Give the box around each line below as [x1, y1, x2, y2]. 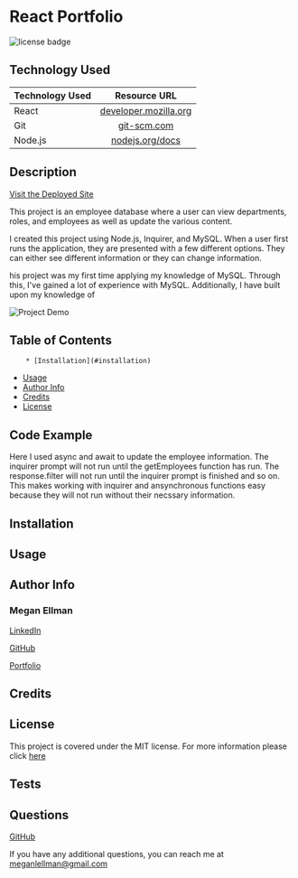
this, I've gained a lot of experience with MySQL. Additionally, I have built [9, 279, 281, 290]
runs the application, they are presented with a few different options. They [9, 242, 285, 254]
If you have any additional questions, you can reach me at [9, 849, 224, 860]
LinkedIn [9, 625, 42, 636]
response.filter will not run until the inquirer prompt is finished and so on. [9, 471, 280, 481]
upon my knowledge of [9, 289, 96, 300]
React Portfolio [9, 6, 124, 27]
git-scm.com [117, 119, 174, 132]
